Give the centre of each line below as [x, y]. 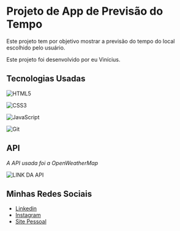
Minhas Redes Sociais [49, 194]
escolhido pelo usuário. [36, 48]
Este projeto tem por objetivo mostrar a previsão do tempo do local [91, 41]
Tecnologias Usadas [46, 79]
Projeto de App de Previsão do [85, 11]
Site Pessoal [31, 222]
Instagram [28, 215]
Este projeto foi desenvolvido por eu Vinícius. [63, 59]
